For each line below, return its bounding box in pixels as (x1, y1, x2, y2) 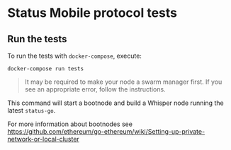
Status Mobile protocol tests (7, 5, 178, 21)
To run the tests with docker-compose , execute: (7, 51, 142, 60)
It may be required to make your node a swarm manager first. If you (24, 77, 222, 86)
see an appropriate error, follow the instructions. (24, 85, 166, 93)
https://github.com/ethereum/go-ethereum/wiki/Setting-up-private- (7, 127, 205, 135)
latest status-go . (7, 106, 56, 114)
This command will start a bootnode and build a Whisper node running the (7, 99, 225, 107)
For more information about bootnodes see (7, 120, 133, 128)
